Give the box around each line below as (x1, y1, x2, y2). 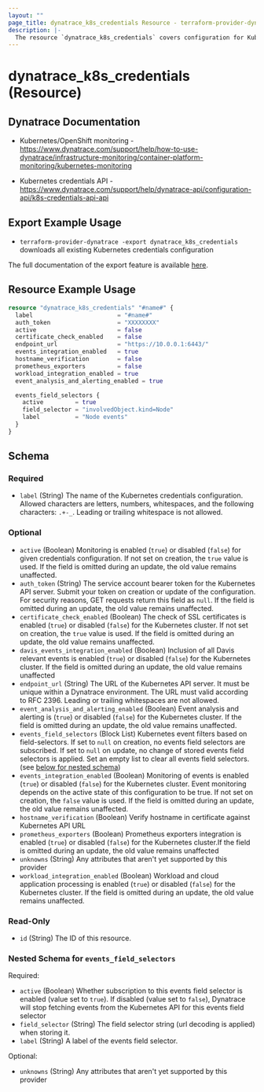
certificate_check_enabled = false (15, 333, 143, 341)
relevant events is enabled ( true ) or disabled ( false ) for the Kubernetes (19, 653, 251, 663)
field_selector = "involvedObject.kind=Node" (22, 406, 174, 414)
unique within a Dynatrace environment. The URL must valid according (19, 687, 249, 697)
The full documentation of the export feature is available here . (8, 260, 208, 270)
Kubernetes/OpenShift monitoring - (19, 136, 134, 145)
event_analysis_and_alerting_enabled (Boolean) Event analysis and (19, 704, 240, 713)
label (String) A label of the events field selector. (19, 1036, 178, 1046)
